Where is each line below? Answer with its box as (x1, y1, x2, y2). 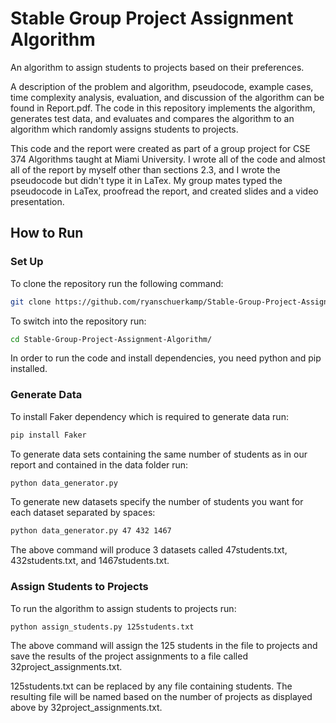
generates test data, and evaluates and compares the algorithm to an (10, 112, 295, 124)
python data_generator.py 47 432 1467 (10, 526, 172, 536)
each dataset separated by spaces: (10, 507, 156, 519)
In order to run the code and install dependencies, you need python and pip (10, 352, 322, 364)
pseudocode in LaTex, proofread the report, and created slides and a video (10, 185, 319, 197)
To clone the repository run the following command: (10, 277, 224, 289)
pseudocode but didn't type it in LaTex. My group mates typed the (10, 174, 283, 186)
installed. (10, 363, 48, 375)
